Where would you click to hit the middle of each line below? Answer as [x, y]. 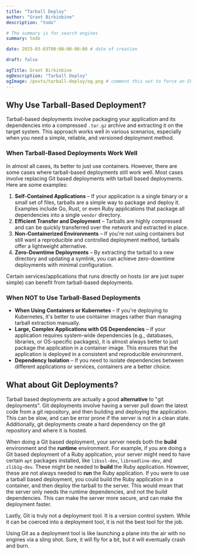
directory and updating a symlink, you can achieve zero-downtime [94, 258]
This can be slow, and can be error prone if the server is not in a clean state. [98, 418]
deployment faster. [29, 504]
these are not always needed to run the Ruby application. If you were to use [98, 473]
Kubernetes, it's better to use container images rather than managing [98, 316]
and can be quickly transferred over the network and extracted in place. [101, 227]
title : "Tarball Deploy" [36, 11]
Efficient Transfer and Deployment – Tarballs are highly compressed [98, 221]
